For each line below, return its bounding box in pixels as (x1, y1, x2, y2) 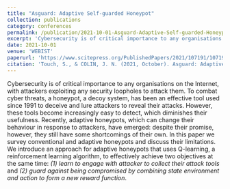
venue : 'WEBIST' (7, 48, 53, 55)
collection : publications (7, 16, 81, 23)
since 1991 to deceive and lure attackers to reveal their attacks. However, (7, 101, 213, 109)
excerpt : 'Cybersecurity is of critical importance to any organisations (7, 35, 222, 42)
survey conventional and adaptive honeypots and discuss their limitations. (7, 137, 216, 145)
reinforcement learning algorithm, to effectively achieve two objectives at (7, 151, 214, 160)
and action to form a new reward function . (7, 173, 127, 181)
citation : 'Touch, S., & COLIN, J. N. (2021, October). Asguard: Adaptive (7, 61, 225, 68)
